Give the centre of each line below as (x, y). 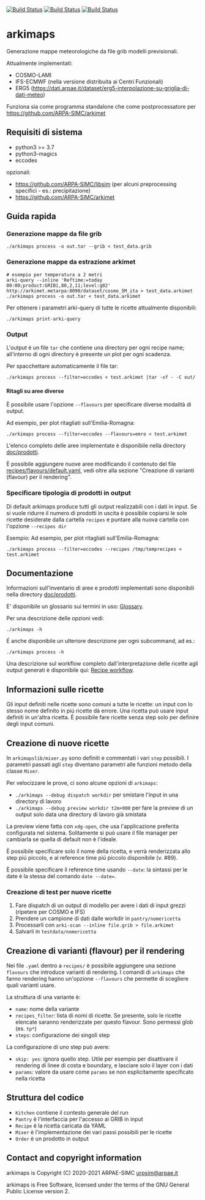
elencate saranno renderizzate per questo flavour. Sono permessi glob (104, 1022)
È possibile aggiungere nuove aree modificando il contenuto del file (91, 464)
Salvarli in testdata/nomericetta (56, 932)
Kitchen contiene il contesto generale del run (72, 1112)
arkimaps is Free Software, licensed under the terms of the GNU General (98, 1185)
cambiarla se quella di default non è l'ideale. (62, 839)
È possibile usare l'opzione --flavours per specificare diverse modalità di (99, 405)
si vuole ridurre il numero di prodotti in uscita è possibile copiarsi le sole (97, 513)
